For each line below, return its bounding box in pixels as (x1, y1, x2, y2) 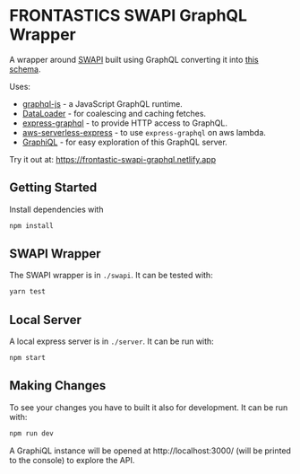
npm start (9, 354, 47, 363)
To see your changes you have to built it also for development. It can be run (9, 401, 288, 413)
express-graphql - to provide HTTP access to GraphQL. (21, 118, 228, 128)
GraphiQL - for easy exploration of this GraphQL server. (21, 136, 228, 147)
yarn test (9, 287, 47, 296)
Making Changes (9, 378, 107, 393)
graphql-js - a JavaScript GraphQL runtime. (21, 98, 184, 109)
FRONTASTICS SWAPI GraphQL (9, 5, 248, 26)
